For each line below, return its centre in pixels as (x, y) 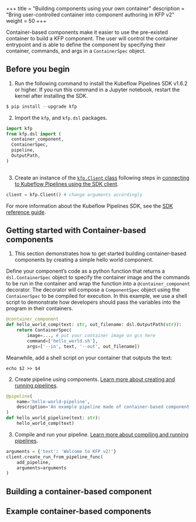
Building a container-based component (79, 491)
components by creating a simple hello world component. (84, 260)
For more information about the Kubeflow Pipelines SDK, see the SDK (90, 206)
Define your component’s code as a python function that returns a (85, 271)
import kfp (19, 128)
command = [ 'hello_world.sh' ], (63, 341)
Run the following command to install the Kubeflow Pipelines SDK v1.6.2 (101, 83)
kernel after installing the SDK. (51, 95)
